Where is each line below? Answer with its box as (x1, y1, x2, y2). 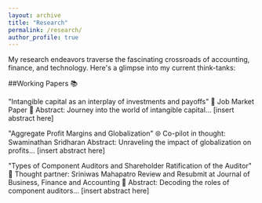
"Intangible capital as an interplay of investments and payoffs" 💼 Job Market (8, 97, 255, 107)
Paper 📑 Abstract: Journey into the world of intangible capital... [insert (8, 105, 235, 114)
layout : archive (8, 11, 61, 20)
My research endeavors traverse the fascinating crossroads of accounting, (8, 55, 250, 64)
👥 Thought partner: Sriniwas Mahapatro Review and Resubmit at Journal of (8, 169, 250, 179)
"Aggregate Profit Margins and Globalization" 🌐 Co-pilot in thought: (8, 129, 226, 138)
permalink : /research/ (8, 26, 82, 34)
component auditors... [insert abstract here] (8, 186, 150, 196)
